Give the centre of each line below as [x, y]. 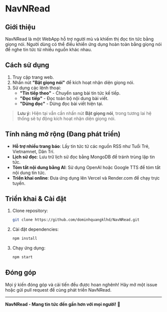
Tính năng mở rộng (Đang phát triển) [63, 134]
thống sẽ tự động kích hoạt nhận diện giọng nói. [66, 118]
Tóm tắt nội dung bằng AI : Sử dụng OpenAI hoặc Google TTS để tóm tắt [86, 167]
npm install [25, 239]
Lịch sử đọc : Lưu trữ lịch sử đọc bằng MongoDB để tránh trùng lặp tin [83, 157]
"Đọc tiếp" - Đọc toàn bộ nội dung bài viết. [64, 98]
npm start [23, 257]
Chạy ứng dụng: [29, 248]
